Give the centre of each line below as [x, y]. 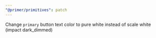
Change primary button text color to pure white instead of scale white [78, 24]
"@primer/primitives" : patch [36, 10]
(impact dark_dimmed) [29, 30]
